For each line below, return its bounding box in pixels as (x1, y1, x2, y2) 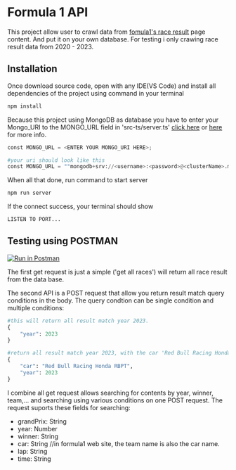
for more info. (7, 130, 47, 139)
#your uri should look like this (7, 156, 105, 164)
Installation (7, 63, 58, 75)
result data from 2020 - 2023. (7, 42, 94, 51)
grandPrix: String (17, 417, 67, 426)
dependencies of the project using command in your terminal (7, 89, 184, 97)
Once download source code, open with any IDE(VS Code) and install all (7, 82, 216, 90)
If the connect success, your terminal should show (7, 202, 154, 211)
